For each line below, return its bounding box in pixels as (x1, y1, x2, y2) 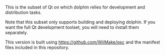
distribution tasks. (5, 9, 42, 15)
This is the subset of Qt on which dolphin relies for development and (5, 4, 145, 10)
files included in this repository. (5, 45, 70, 50)
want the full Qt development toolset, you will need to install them (5, 24, 139, 30)
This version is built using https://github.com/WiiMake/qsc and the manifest (5, 39, 161, 45)
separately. (5, 30, 28, 35)
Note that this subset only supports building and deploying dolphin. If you (5, 19, 156, 25)
